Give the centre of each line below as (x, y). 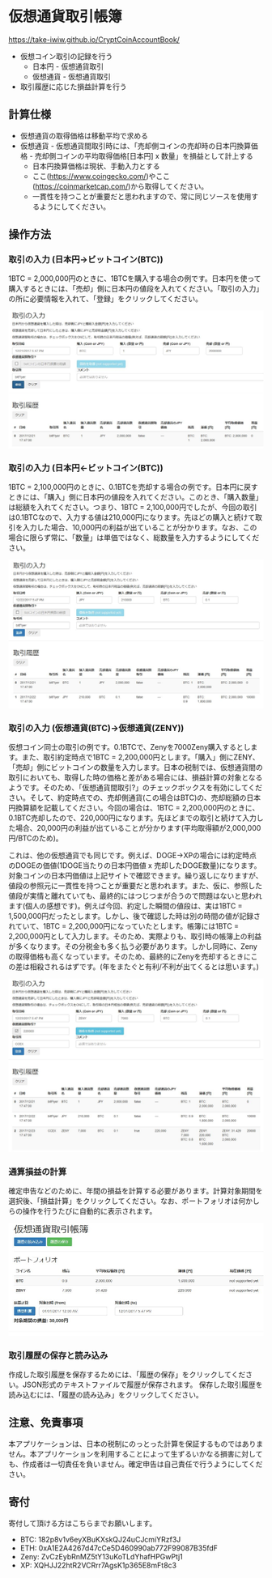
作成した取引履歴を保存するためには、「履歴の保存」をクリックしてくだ (127, 1374)
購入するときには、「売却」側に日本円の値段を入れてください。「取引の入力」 (136, 289)
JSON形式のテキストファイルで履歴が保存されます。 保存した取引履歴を (142, 1384)
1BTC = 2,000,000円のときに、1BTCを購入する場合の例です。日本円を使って (135, 279)
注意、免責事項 (46, 1423)
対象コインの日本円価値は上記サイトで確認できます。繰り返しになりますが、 (136, 876)
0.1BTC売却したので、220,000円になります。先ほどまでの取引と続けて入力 (132, 818)
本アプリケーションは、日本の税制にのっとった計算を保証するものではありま (136, 1444)
